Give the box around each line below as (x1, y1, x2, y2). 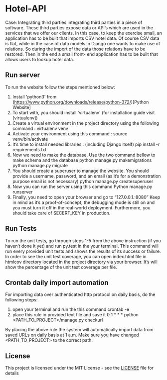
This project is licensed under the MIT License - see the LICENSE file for (5, 365, 154, 371)
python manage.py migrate (12, 162, 68, 168)
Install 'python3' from (12, 94, 57, 99)
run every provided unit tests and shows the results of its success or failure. (5, 248, 161, 254)
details (5, 370, 19, 376)
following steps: (5, 297, 38, 303)
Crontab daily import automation (5, 278, 109, 286)
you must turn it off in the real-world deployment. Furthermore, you (12, 204, 151, 210)
